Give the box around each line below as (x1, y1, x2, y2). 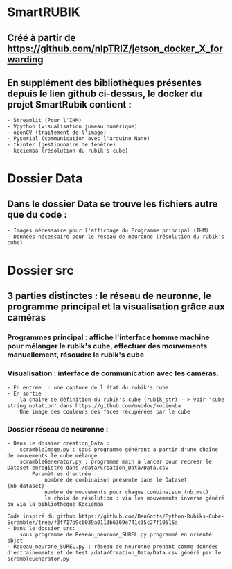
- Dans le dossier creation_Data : (7, 440, 110, 448)
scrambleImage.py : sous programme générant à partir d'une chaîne (19, 446, 218, 453)
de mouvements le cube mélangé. (7, 452, 100, 459)
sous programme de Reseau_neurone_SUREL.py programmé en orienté (19, 532, 213, 538)
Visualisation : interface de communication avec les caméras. (7, 368, 220, 378)
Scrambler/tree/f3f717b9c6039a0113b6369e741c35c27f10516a (7, 519, 178, 526)
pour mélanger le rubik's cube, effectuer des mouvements (7, 341, 208, 350)
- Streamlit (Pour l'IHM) (7, 117, 82, 124)
